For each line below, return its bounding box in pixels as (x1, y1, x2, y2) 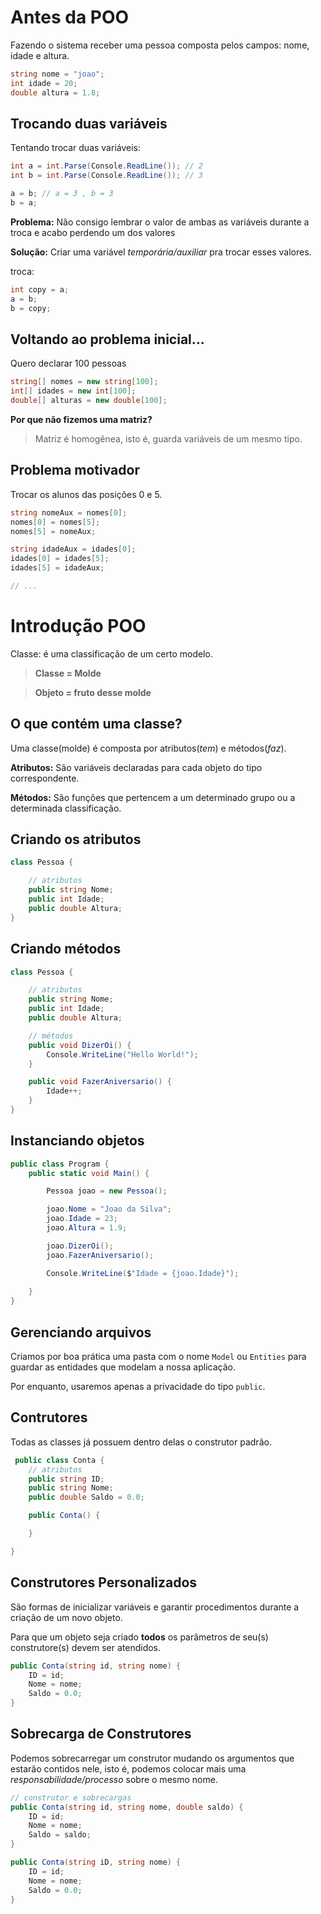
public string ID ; (28, 1474, 105, 1484)
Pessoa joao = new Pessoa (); (46, 1186, 168, 1196)
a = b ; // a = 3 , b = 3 (10, 189, 114, 199)
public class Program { (10, 1159, 110, 1169)
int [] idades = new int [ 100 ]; (10, 386, 137, 396)
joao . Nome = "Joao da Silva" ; (46, 1204, 172, 1215)
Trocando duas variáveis (10, 115, 168, 132)
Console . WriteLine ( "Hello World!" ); (46, 1049, 199, 1060)
